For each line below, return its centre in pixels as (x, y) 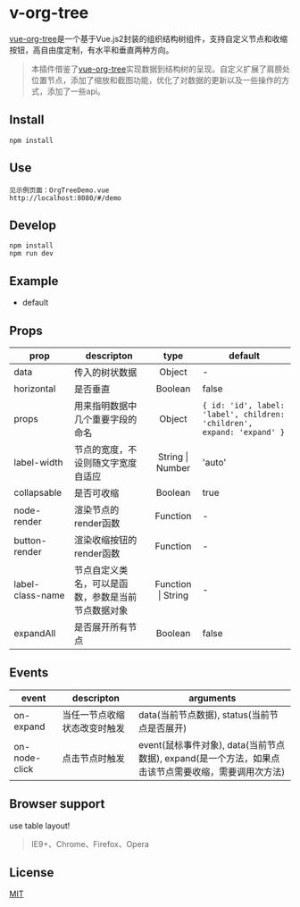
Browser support (57, 804)
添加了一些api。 (76, 91)
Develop (33, 225)
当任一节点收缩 (93, 715)
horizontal (35, 389)
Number (173, 468)
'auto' (214, 462)
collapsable (38, 492)
